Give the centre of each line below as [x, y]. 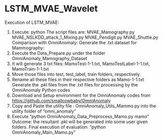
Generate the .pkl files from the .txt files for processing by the [75, 84]
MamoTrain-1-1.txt [30, 69]
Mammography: [28, 48]
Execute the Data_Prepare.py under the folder [58, 53]
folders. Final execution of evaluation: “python [59, 127]
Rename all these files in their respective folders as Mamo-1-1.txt [78, 79]
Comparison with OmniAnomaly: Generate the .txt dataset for [74, 42]
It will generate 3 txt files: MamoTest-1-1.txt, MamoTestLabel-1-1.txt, [81, 64]
